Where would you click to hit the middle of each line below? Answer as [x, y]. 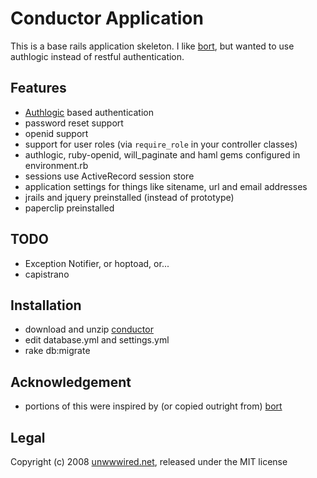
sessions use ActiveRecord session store [109, 176]
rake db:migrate [57, 351]
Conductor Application [107, 18]
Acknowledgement [71, 382]
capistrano [47, 274]
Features [38, 88]
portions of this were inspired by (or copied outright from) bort [153, 406]
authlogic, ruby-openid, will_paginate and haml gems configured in [162, 154]
